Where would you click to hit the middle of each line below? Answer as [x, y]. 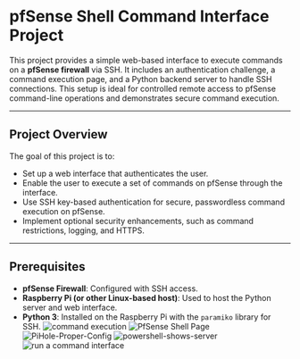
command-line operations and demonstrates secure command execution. [144, 98]
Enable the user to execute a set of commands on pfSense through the [152, 183]
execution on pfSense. [63, 211]
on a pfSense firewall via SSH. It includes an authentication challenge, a [142, 70]
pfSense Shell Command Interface [139, 17]
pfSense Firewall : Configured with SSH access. [110, 288]
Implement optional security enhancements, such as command [138, 221]
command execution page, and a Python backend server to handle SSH [141, 79]
